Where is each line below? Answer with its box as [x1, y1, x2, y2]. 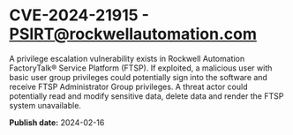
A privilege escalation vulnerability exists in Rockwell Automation [9, 53, 245, 64]
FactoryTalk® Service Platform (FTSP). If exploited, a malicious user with [9, 63, 273, 73]
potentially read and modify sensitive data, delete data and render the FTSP [9, 90, 284, 101]
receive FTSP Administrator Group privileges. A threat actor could [9, 81, 248, 92]
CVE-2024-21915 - [9, 5, 150, 26]
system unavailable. [9, 100, 82, 110]
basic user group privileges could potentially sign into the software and [9, 71, 267, 82]
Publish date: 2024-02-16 [9, 116, 105, 128]
